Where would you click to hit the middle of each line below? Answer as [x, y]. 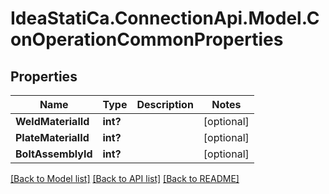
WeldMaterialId [52, 121]
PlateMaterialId [52, 137]
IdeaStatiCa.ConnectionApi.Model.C [165, 18]
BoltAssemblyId [54, 154]
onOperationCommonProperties [147, 39]
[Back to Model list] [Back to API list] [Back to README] [125, 178]
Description [165, 104]
